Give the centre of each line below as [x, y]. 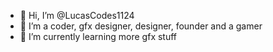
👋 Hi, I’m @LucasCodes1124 [77, 15]
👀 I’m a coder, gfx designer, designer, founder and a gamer [141, 26]
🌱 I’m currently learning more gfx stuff [98, 36]
